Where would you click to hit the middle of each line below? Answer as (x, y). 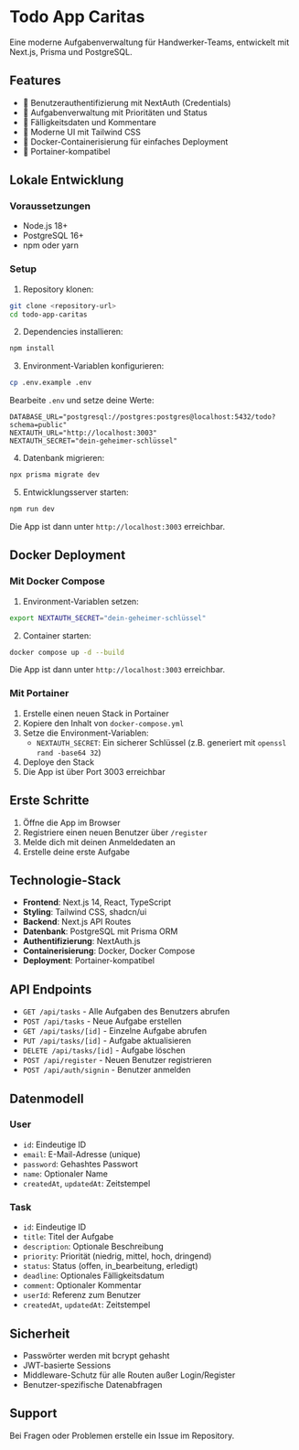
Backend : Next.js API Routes (77, 922)
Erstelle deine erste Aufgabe (76, 852)
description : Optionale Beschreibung (93, 1247)
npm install (32, 349)
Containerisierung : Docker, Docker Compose (109, 951)
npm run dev (32, 510)
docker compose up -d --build (67, 652)
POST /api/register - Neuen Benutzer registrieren (117, 1060)
